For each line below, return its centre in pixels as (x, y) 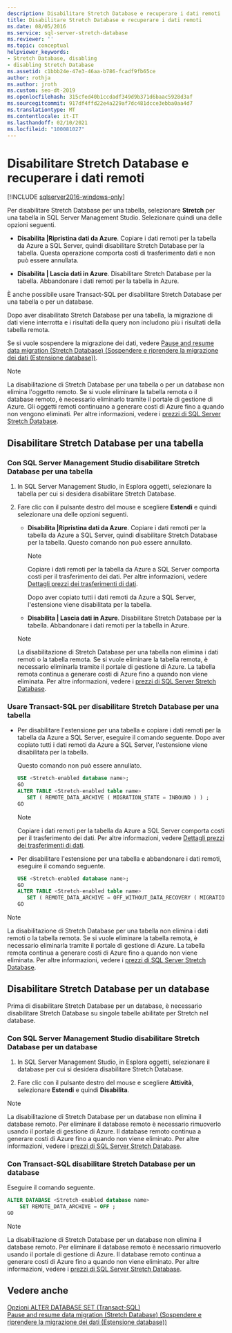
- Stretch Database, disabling (52, 59)
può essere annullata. (48, 260)
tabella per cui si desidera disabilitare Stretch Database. (96, 494)
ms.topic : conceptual (38, 46)
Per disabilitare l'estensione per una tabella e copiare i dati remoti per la (119, 730)
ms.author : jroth (32, 84)
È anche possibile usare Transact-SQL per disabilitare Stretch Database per (115, 295)
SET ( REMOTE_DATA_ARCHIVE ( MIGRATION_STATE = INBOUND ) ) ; (118, 797)
